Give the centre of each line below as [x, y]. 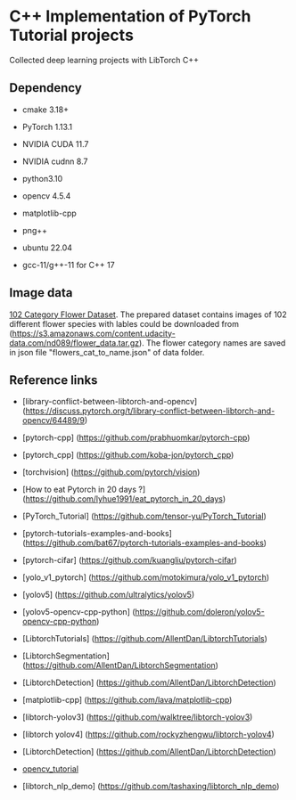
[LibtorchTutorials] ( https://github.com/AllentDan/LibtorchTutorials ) [144, 639]
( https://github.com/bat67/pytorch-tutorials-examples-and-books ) [144, 543]
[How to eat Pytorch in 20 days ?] [83, 490]
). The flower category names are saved [212, 343]
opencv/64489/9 [53, 420]
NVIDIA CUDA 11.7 [55, 143]
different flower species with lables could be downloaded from [124, 323]
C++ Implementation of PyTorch [130, 16]
